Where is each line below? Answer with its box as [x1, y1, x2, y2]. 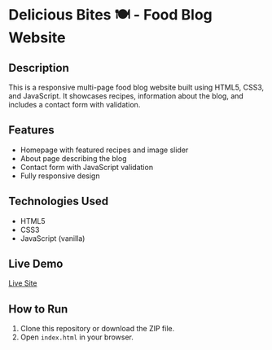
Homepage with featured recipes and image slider [20, 145, 189, 155]
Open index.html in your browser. [20, 332, 134, 342]
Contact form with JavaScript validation [20, 162, 153, 172]
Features [8, 123, 55, 138]
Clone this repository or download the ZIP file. [20, 324, 175, 334]
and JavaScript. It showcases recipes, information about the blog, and [8, 91, 244, 101]
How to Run [8, 302, 68, 316]
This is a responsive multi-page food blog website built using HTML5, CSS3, [8, 82, 265, 92]
